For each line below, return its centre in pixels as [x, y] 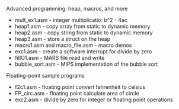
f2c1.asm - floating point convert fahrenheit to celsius [80, 87]
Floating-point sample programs [45, 76]
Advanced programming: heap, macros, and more [67, 9]
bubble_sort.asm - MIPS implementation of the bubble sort [86, 64]
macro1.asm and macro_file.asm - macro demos [73, 45]
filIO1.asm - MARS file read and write [60, 58]
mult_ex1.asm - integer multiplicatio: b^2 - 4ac [71, 20]
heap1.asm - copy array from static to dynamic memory [82, 26]
